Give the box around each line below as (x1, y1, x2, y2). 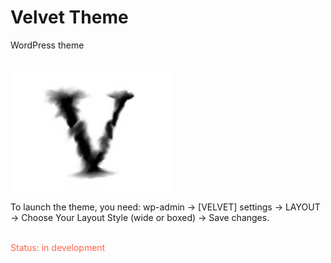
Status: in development (10, 241, 106, 253)
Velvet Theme (10, 6, 129, 29)
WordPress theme (10, 39, 85, 51)
